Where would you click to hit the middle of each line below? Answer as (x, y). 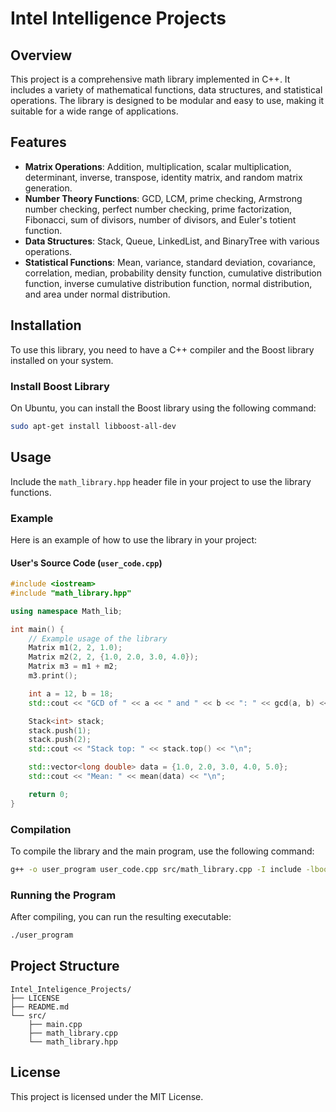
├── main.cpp (55, 1024)
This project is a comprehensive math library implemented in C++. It (150, 79)
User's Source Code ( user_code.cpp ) (86, 563)
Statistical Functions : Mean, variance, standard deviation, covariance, (170, 262)
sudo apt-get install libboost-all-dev (93, 426)
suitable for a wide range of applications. (94, 111)
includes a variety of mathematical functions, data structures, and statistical (166, 90)
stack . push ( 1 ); (60, 730)
